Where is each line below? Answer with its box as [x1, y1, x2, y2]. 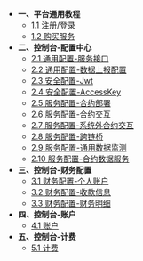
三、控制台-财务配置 [17, 165, 92, 175]
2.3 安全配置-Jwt [30, 76, 93, 86]
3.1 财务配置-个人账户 [30, 175, 109, 186]
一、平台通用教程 [17, 9, 81, 19]
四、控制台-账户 [17, 209, 77, 219]
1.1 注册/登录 [30, 20, 75, 30]
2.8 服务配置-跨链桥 [30, 131, 104, 142]
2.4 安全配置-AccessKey [30, 86, 122, 97]
